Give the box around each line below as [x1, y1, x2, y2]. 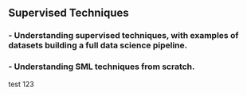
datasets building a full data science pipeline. [8, 40, 188, 51]
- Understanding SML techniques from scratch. [8, 61, 195, 72]
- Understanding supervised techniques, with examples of [8, 30, 239, 41]
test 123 [8, 79, 34, 89]
